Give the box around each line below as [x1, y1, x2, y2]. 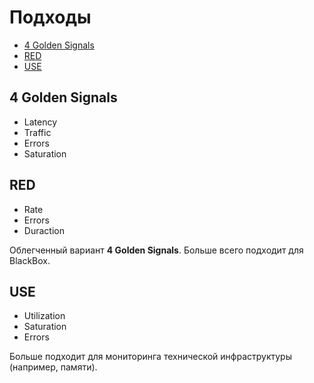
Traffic [23, 126, 52, 138]
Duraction [23, 224, 65, 236]
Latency [23, 116, 58, 128]
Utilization [23, 310, 66, 322]
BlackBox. [9, 254, 51, 266]
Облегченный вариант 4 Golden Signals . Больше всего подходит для [9, 244, 304, 256]
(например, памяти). [9, 361, 98, 373]
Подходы [9, 6, 92, 29]
